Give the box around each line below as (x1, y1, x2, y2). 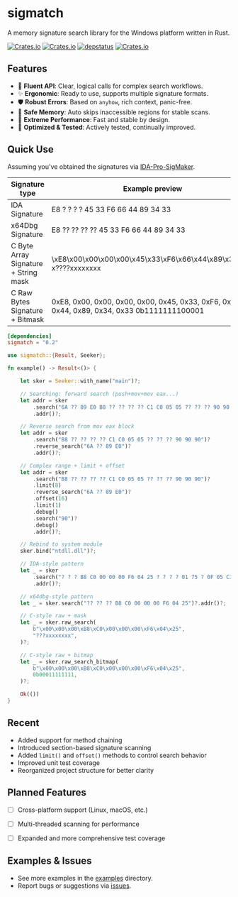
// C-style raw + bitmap (20, 651, 93, 659)
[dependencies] (7, 332, 52, 340)
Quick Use (7, 143, 55, 155)
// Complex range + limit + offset (20, 462, 125, 469)
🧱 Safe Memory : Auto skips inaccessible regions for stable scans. (17, 108, 210, 116)
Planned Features (7, 786, 87, 799)
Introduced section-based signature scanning (17, 743, 152, 752)
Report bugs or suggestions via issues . (17, 881, 132, 890)
